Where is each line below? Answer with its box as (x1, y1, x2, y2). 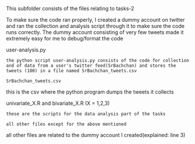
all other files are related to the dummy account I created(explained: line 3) (6, 132, 186, 138)
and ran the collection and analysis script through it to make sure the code (6, 23, 185, 29)
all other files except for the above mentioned (6, 121, 127, 127)
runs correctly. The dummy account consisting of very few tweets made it (6, 29, 184, 36)
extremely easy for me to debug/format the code (6, 35, 124, 42)
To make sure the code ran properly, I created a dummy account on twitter (6, 16, 185, 23)
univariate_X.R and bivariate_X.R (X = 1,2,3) (6, 100, 110, 107)
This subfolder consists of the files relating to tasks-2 (6, 5, 134, 12)
